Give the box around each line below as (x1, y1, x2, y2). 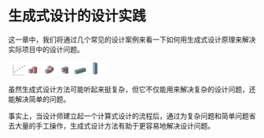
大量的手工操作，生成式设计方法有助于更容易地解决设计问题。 (14, 121, 214, 131)
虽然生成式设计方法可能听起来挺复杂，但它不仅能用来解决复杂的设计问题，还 (8, 84, 256, 95)
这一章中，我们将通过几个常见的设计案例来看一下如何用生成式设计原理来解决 (8, 35, 256, 44)
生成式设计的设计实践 (8, 7, 147, 25)
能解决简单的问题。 (8, 95, 71, 104)
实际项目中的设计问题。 (8, 44, 84, 54)
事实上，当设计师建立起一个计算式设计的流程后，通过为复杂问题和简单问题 (8, 111, 249, 121)
